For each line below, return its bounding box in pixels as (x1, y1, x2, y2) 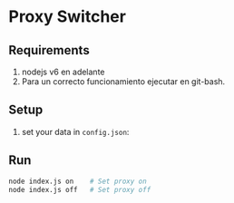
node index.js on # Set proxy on (8, 177, 147, 186)
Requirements (8, 43, 90, 58)
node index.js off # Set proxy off (8, 185, 151, 194)
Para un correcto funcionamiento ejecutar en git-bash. (21, 76, 226, 87)
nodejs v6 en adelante (21, 66, 105, 77)
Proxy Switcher (8, 6, 126, 27)
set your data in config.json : (21, 126, 130, 137)
